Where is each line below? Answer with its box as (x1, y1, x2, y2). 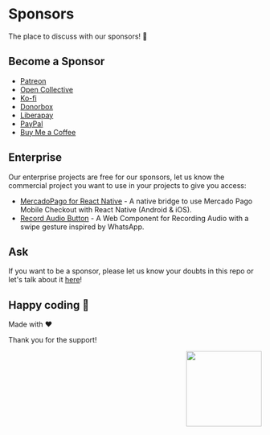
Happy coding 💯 (8, 298, 90, 312)
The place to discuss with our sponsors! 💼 (8, 31, 148, 41)
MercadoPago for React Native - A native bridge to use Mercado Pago (19, 196, 253, 206)
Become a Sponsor (8, 55, 105, 68)
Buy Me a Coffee (19, 127, 76, 137)
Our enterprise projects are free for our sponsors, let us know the (8, 172, 225, 182)
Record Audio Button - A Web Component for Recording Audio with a (19, 213, 249, 223)
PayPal (19, 118, 43, 129)
